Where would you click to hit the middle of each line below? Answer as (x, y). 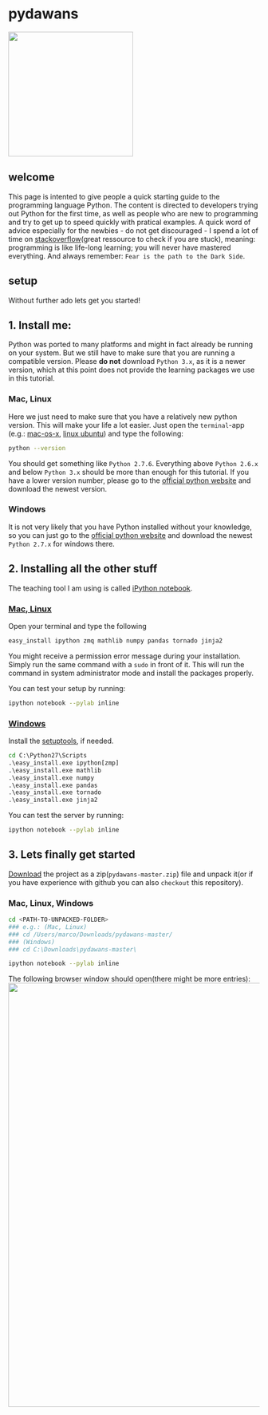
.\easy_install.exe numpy (51, 778)
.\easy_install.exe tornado (55, 792)
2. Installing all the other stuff (83, 569)
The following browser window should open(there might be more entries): (130, 979)
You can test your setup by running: (67, 688)
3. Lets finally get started (72, 855)
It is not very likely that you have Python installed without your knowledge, (130, 527)
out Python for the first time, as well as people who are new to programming (133, 213)
